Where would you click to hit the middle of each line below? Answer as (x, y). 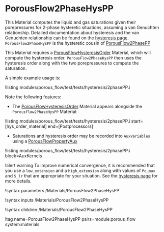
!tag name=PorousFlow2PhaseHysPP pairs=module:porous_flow (70, 219)
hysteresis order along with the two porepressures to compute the (72, 63)
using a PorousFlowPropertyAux (45, 141)
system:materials (22, 224)
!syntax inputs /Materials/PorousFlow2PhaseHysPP (57, 200)
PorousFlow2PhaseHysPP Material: (45, 112)
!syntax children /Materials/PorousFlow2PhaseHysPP (59, 209)
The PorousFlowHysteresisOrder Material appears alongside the (77, 106)
